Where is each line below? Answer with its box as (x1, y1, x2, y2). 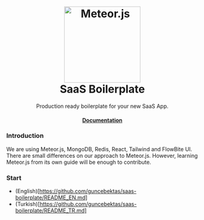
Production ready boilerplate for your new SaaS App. (36, 102, 169, 110)
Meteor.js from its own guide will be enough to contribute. (6, 158, 152, 166)
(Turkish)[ (15, 200, 40, 208)
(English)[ (15, 188, 40, 195)
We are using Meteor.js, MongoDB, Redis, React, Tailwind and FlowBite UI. (6, 145, 192, 152)
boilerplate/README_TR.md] (15, 207, 87, 215)
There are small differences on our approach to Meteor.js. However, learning (6, 152, 198, 159)
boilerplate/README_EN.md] (15, 194, 88, 201)
